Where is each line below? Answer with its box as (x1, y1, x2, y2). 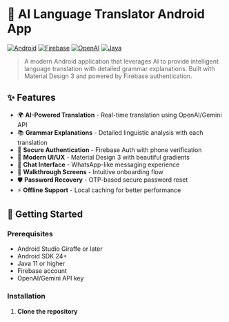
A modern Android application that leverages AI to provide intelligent (23, 57, 219, 65)
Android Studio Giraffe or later (17, 245, 103, 253)
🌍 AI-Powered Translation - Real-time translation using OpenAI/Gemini (17, 111, 222, 119)
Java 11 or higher (17, 259, 66, 268)
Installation (7, 292, 46, 301)
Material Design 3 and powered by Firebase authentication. (23, 72, 192, 80)
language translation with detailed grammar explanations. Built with (23, 64, 215, 73)
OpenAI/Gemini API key (17, 274, 84, 283)
